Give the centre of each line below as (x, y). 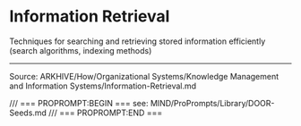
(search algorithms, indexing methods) (81, 50)
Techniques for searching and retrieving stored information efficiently (138, 41)
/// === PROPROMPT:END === (106, 113)
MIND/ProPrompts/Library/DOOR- (212, 103)
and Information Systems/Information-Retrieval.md (103, 86)
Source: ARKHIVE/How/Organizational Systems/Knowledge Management (144, 76)
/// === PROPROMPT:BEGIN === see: (79, 103)
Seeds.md (28, 113)
